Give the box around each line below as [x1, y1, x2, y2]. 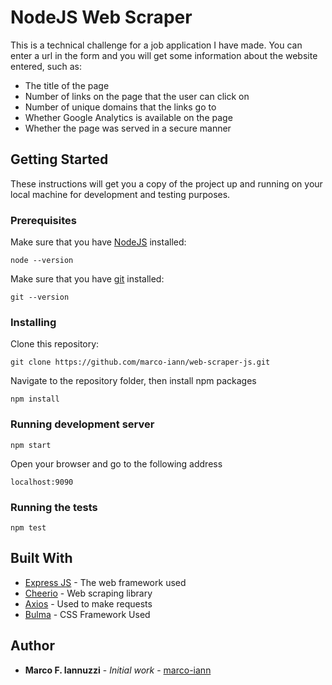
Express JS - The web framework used [24, 576, 187, 588]
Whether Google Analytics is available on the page [24, 111, 233, 123]
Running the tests [10, 500, 98, 514]
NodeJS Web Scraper [10, 6, 193, 29]
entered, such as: [10, 60, 82, 72]
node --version [10, 256, 74, 266]
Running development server [10, 417, 155, 431]
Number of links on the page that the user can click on [24, 90, 250, 102]
